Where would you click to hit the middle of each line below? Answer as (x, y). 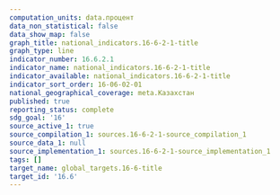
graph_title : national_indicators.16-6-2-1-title (104, 43)
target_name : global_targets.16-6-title (86, 168)
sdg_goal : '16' (38, 118)
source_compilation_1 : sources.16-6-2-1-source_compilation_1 (128, 135)
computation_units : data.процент (72, 18)
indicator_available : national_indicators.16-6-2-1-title (120, 76)
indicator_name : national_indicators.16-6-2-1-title (110, 68)
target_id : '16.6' (44, 176)
